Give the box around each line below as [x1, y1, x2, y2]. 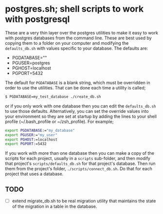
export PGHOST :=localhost [5, 137, 57, 142]
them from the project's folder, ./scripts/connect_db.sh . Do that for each [5, 166, 152, 172]
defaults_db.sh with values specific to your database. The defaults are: [5, 45, 148, 51]
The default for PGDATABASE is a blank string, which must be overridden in [5, 79, 150, 86]
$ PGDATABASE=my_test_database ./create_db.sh [5, 94, 101, 99]
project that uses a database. [5, 171, 64, 177]
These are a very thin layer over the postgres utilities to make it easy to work [5, 30, 158, 36]
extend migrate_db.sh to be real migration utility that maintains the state [12, 198, 156, 204]
